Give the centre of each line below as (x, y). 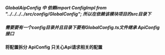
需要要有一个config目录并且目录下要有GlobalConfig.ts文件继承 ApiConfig (82, 27)
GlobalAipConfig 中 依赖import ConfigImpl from (56, 7)
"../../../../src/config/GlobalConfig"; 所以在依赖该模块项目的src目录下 (78, 14)
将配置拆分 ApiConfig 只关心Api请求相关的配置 (54, 47)
